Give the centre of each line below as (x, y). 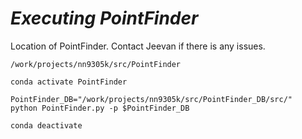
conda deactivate (46, 125)
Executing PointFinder (104, 18)
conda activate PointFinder (69, 82)
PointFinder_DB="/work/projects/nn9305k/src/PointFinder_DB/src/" (151, 99)
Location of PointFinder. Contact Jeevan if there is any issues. (138, 46)
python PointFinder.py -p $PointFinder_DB (100, 108)
